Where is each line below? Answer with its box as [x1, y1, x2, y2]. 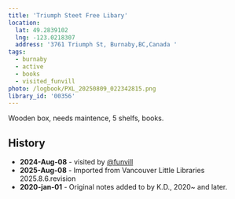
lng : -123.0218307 [15, 33, 76, 42]
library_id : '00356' [8, 92, 76, 100]
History [8, 136, 46, 149]
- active [15, 63, 44, 71]
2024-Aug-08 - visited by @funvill [19, 157, 134, 167]
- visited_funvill [15, 77, 76, 85]
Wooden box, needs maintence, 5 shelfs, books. [8, 113, 164, 123]
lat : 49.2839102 [15, 26, 68, 34]
